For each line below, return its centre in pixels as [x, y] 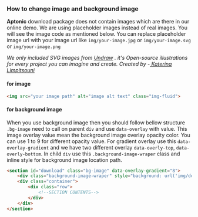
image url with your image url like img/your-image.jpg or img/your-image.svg [99, 40]
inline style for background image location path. [64, 160]
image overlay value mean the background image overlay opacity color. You [98, 135]
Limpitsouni [21, 70]
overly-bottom [24, 154]
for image [19, 83]
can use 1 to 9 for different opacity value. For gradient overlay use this [91, 141]
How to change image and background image [73, 9]
